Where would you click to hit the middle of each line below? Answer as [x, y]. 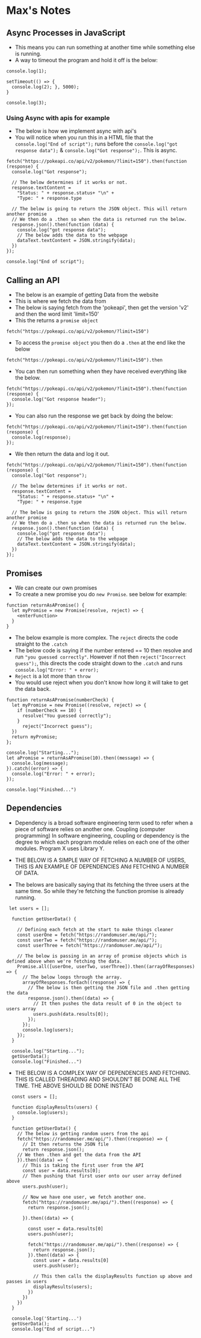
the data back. [33, 689]
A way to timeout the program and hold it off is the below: [86, 60]
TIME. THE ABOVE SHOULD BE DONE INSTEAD [74, 1085]
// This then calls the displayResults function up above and [113, 1276]
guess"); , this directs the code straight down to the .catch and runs [99, 663]
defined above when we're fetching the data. [64, 961]
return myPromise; [35, 737]
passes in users [26, 1281]
